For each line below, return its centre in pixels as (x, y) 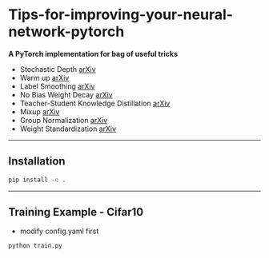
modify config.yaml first (59, 231)
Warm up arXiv (44, 77)
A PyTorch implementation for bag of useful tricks (93, 54)
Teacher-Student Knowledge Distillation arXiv (95, 103)
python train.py (35, 246)
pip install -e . (37, 180)
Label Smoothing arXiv (57, 86)
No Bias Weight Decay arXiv (66, 94)
